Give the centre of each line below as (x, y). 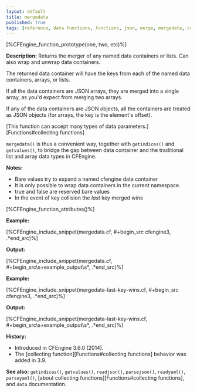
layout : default (26, 11)
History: (16, 337)
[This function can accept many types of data (61, 126)
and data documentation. (36, 384)
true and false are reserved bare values (62, 192)
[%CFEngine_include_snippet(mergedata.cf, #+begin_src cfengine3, (89, 232)
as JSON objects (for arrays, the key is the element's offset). (79, 115)
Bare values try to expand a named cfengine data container (86, 179)
